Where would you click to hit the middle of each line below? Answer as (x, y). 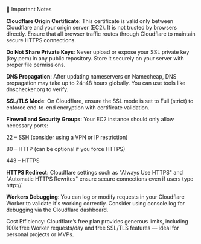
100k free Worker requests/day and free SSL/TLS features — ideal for (93, 228)
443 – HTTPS (23, 161)
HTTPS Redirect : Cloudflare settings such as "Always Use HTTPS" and (94, 172)
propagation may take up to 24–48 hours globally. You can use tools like (96, 83)
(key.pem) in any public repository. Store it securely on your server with (95, 58)
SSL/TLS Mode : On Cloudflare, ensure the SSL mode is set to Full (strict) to (100, 101)
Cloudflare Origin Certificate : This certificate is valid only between (90, 21)
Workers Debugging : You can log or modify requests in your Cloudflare (96, 197)
